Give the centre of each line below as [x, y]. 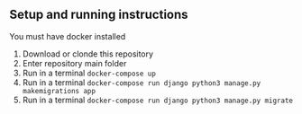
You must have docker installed [68, 36]
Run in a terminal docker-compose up [89, 73]
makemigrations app [59, 91]
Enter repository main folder [74, 63]
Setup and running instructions [99, 15]
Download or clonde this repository [88, 54]
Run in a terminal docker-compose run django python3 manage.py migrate [158, 100]
